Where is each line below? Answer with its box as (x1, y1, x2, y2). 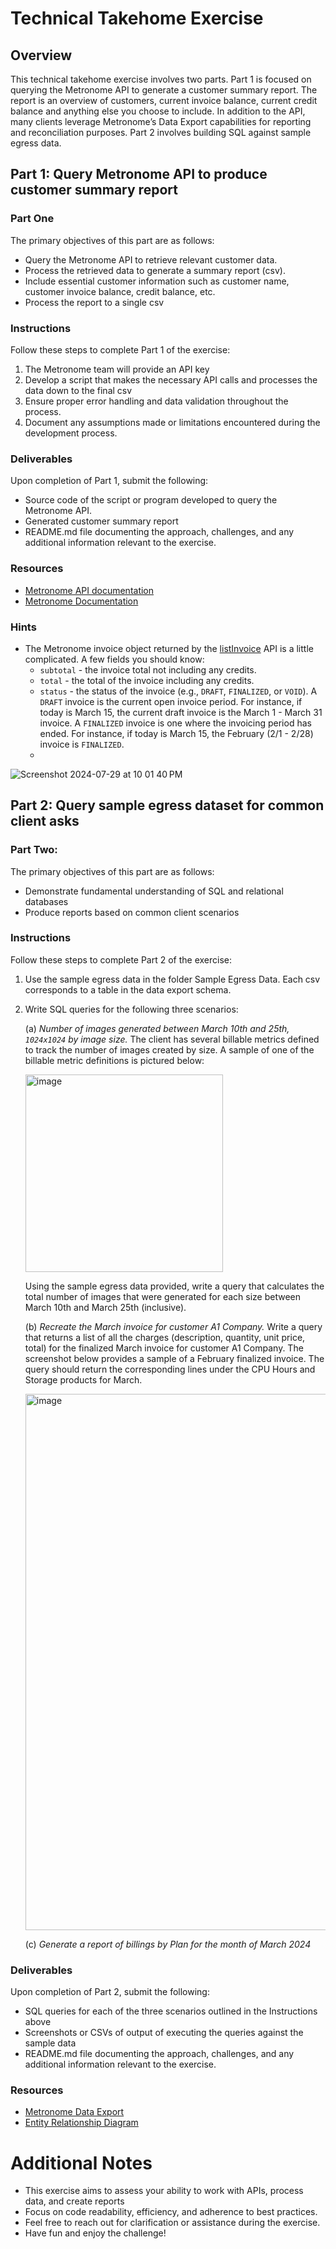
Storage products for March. (24, 1373, 143, 1386)
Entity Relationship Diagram (24, 2117, 139, 2129)
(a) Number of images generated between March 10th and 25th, (24, 1022, 290, 1034)
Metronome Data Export (24, 2106, 125, 2118)
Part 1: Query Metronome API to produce (10, 166, 268, 183)
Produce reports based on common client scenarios (24, 906, 240, 918)
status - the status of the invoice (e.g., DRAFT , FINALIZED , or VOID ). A (39, 685, 318, 697)
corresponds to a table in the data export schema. (24, 983, 232, 996)
